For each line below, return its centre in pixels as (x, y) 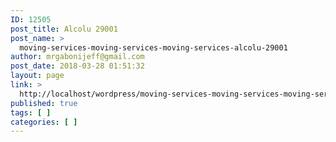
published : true (44, 103)
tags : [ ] (31, 112)
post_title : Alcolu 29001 (64, 29)
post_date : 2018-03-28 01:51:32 (77, 66)
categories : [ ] (44, 122)
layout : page (37, 76)
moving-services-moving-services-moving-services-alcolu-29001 (153, 47)
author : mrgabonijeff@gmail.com (77, 57)
